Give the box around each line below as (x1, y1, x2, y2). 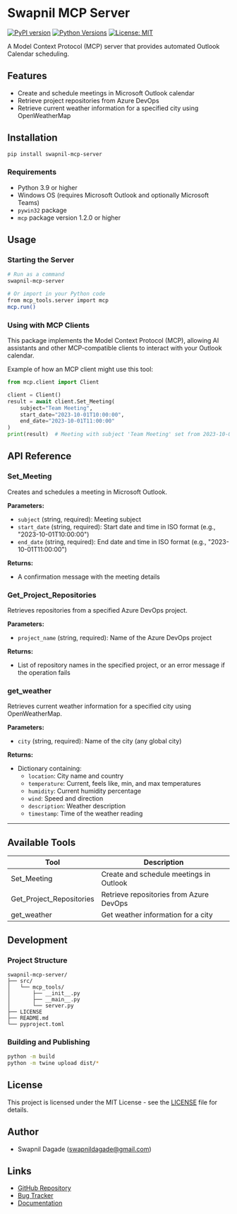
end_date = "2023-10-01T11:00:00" (20, 418, 115, 425)
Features (7, 70, 47, 82)
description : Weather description (28, 802, 126, 811)
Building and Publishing (7, 1037, 90, 1047)
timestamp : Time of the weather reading (28, 809, 143, 818)
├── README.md (7, 1014, 49, 1022)
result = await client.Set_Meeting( (7, 398, 115, 405)
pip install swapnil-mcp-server (7, 151, 102, 158)
